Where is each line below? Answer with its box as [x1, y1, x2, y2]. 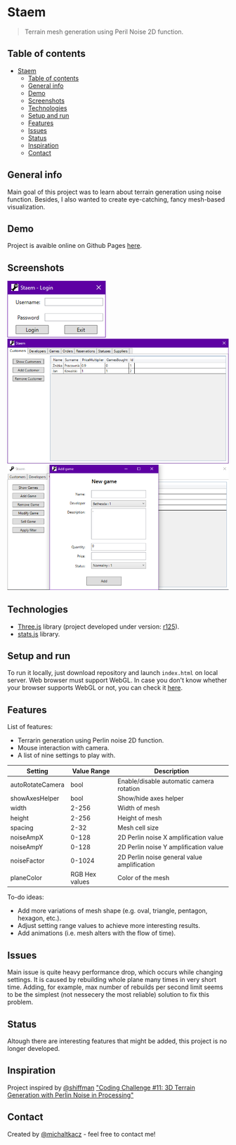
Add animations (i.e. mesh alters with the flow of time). [17, 929, 176, 938]
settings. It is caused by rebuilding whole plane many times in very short [7, 976, 216, 984]
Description [154, 766, 190, 775]
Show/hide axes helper [117, 794, 184, 803]
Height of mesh [117, 813, 162, 822]
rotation [117, 784, 140, 792]
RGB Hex [70, 870, 97, 878]
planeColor [10, 874, 42, 882]
